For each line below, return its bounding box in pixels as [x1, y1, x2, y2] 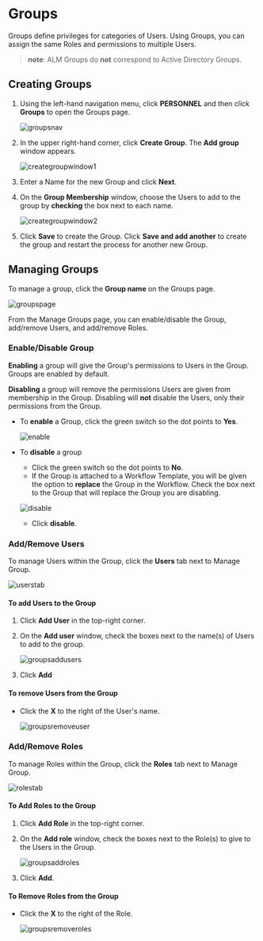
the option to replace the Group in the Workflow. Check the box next [31, 479, 255, 489]
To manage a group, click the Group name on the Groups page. [8, 284, 215, 293]
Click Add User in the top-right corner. [19, 615, 146, 626]
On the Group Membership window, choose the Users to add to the [19, 192, 241, 202]
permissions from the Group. [8, 401, 102, 410]
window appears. [19, 146, 77, 155]
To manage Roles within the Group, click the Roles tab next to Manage [8, 759, 238, 768]
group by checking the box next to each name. [19, 200, 174, 210]
